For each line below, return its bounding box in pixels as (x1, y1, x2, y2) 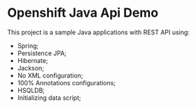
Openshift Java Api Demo (7, 5, 159, 21)
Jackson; (17, 64, 44, 72)
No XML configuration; (17, 71, 83, 80)
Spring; (17, 41, 39, 50)
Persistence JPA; (17, 49, 67, 57)
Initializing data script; (17, 93, 82, 102)
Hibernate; (17, 56, 48, 64)
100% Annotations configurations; (17, 78, 116, 87)
